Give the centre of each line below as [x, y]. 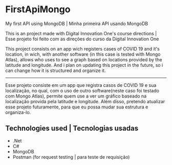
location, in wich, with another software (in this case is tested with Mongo [83, 54]
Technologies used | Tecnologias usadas [72, 128]
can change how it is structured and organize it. [56, 70]
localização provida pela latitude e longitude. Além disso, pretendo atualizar [85, 101]
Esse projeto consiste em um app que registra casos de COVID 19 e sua [81, 85]
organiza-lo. [18, 112]
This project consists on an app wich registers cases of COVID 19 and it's [82, 49]
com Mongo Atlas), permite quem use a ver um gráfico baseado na [76, 96]
